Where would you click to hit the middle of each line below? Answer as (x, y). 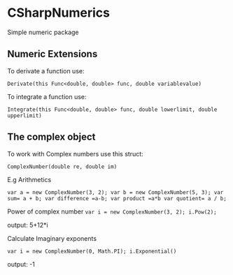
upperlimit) (24, 116)
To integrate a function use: (47, 96)
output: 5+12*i (28, 225)
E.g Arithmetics (29, 179)
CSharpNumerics (59, 13)
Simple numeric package (43, 32)
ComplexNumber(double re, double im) (62, 166)
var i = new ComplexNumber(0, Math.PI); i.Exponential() (92, 251)
